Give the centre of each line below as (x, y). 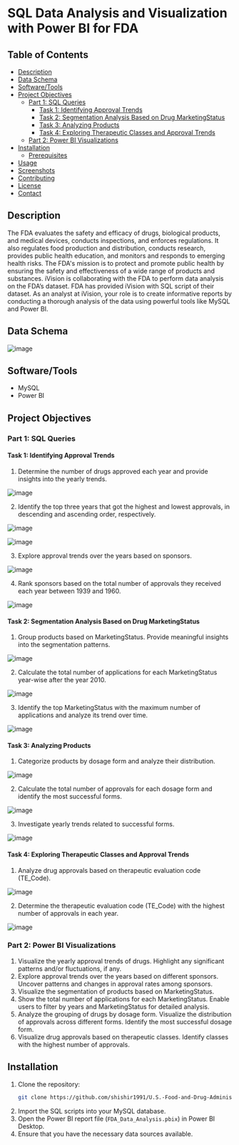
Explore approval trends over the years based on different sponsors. (118, 976)
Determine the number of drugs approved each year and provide (113, 471)
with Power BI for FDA (73, 28)
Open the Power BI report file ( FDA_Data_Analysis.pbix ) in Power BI (116, 1119)
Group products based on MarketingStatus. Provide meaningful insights (123, 637)
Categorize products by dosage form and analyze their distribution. (116, 761)
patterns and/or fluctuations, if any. (70, 969)
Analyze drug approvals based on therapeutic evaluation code (109, 870)
